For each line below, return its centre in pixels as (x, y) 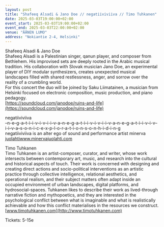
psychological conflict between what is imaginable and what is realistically (80, 200)
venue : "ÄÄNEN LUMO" (26, 32)
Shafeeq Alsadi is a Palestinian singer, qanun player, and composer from (78, 56)
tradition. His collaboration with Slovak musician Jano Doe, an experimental (82, 66)
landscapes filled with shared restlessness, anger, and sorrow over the (77, 77)
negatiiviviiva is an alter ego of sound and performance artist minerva (75, 133)
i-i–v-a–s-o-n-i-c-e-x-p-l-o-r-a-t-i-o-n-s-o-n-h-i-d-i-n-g (63, 128)
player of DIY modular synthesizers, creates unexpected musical (70, 72)
